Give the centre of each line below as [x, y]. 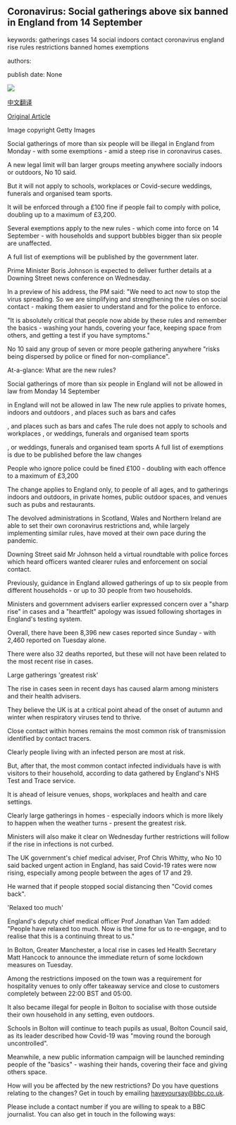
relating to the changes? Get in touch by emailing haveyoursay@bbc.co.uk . [116, 1093]
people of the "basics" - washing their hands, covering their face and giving [117, 1064]
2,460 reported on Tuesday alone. [57, 640]
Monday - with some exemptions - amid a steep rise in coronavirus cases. [115, 151]
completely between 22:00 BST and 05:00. [70, 993]
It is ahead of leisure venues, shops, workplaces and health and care [107, 794]
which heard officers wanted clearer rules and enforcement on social [107, 561]
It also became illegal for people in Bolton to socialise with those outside [112, 1007]
